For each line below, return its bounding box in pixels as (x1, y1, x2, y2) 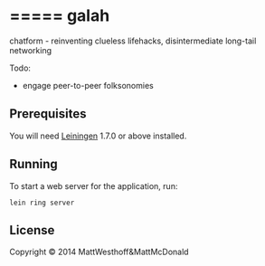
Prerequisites (9, 106, 87, 122)
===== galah (9, 5, 110, 26)
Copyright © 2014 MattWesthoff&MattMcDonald (9, 246, 189, 258)
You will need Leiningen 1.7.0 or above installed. (9, 130, 187, 141)
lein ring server (9, 198, 75, 207)
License (9, 223, 55, 238)
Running (9, 157, 59, 172)
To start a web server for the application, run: (9, 180, 178, 191)
